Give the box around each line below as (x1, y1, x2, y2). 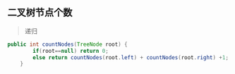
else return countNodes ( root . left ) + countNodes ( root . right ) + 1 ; (32, 54, 229, 61)
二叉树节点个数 (7, 6, 73, 19)
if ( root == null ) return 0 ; (32, 47, 109, 54)
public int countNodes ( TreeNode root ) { (7, 41, 128, 48)
